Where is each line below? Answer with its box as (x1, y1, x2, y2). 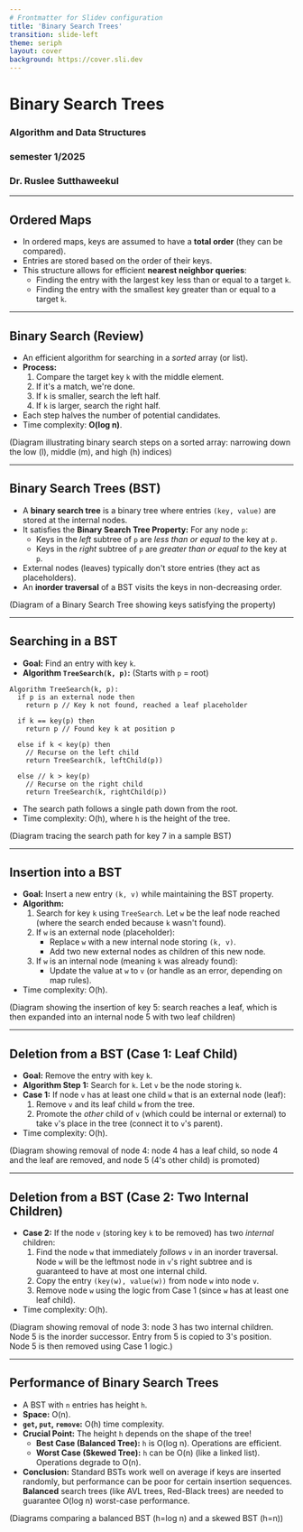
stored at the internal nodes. (22, 514, 128, 525)
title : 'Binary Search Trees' (9, 22, 124, 31)
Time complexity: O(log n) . (22, 419, 123, 429)
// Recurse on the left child (25, 748, 140, 757)
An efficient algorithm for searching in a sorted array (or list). (22, 352, 249, 363)
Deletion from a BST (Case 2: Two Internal (9, 1189, 250, 1204)
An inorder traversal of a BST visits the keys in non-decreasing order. (22, 581, 282, 592)
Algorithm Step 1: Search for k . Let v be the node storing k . (22, 1080, 242, 1091)
